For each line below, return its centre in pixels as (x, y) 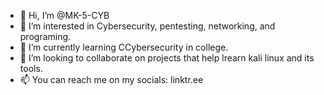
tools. (31, 68)
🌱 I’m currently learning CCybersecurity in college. (124, 47)
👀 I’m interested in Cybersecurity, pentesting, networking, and (147, 26)
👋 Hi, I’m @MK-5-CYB (64, 15)
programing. (45, 36)
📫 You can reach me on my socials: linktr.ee (111, 79)
